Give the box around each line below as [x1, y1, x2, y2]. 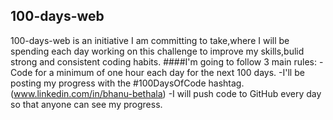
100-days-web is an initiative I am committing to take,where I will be [10, 34, 290, 46]
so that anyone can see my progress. [10, 98, 163, 110]
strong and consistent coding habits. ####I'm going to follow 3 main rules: [10, 55, 318, 68]
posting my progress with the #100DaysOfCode [10, 77, 207, 89]
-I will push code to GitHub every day [168, 87, 322, 99]
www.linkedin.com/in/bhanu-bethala [13, 87, 163, 99]
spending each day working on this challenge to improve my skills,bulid [10, 45, 305, 57]
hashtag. [208, 77, 245, 89]
